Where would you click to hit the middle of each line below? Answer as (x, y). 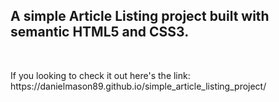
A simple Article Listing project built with (140, 16)
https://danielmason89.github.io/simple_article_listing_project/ (138, 86)
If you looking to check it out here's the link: (100, 75)
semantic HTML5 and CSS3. (100, 32)
